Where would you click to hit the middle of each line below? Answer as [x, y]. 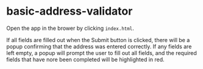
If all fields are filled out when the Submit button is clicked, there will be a [98, 40]
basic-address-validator [69, 11]
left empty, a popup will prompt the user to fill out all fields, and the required [101, 53]
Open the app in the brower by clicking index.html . [70, 28]
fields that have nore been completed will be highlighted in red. [85, 59]
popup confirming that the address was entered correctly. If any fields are [99, 46]
